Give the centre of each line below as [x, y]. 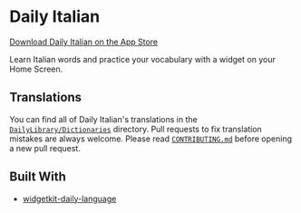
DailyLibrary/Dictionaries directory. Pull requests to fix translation [136, 129]
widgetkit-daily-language [69, 198]
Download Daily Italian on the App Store [84, 42]
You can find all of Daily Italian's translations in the [103, 119]
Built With [38, 177]
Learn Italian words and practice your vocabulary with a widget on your [143, 59]
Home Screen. [36, 69]
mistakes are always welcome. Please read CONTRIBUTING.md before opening [151, 139]
